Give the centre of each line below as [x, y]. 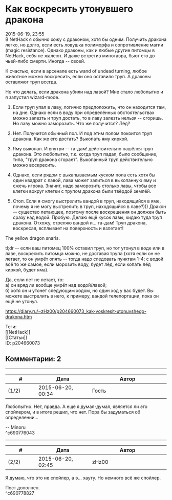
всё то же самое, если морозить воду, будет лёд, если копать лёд [78, 264]
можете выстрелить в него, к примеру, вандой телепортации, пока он [82, 296]
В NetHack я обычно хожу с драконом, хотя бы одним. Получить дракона [86, 39]
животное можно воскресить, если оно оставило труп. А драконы [78, 76]
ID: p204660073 [23, 343]
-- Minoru [16, 427]
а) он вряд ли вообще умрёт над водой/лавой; [56, 285]
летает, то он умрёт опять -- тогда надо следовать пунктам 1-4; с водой [84, 259]
